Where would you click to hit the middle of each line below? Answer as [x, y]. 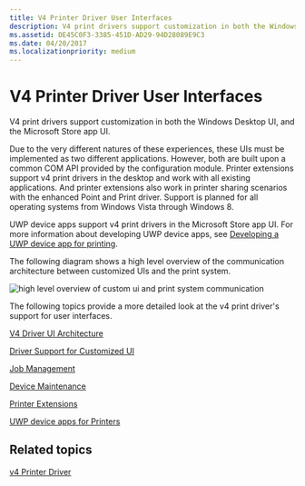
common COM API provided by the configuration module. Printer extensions [152, 168]
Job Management [42, 369]
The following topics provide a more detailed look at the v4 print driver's [144, 306]
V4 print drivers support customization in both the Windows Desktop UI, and [152, 122]
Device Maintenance [48, 386]
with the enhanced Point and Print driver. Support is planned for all [134, 197]
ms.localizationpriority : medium [73, 52]
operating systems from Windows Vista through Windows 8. [122, 207]
